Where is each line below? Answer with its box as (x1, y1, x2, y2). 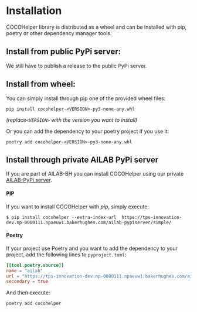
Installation (6, 4, 62, 18)
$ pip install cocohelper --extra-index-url (6, 214, 117, 220)
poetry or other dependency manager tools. (6, 29, 112, 36)
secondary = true (6, 279, 49, 284)
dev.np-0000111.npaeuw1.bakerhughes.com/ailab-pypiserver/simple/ (6, 220, 172, 225)
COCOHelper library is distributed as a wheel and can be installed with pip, (6, 23, 187, 30)
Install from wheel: (6, 79, 76, 89)
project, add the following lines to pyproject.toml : (6, 251, 127, 258)
